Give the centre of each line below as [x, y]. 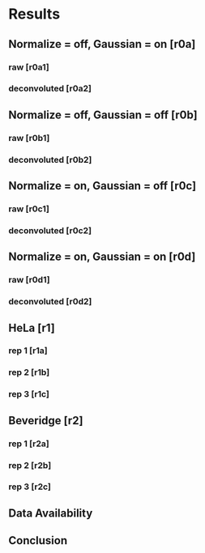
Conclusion [38, 540]
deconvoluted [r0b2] [50, 160]
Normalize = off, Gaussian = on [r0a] [102, 44]
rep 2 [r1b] [29, 372]
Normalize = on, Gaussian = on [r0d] [102, 257]
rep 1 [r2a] [29, 444]
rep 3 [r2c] [30, 487]
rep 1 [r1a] [28, 351]
